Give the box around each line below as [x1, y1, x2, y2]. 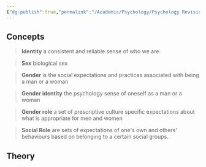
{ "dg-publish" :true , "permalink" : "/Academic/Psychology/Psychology [6, 9, 180, 15]
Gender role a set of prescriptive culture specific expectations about [21, 108, 195, 116]
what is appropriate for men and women [21, 114, 123, 122]
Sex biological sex [21, 59, 68, 67]
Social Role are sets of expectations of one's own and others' [21, 127, 178, 134]
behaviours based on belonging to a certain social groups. [21, 133, 169, 141]
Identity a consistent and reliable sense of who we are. [21, 48, 161, 55]
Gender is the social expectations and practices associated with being [21, 72, 199, 79]
